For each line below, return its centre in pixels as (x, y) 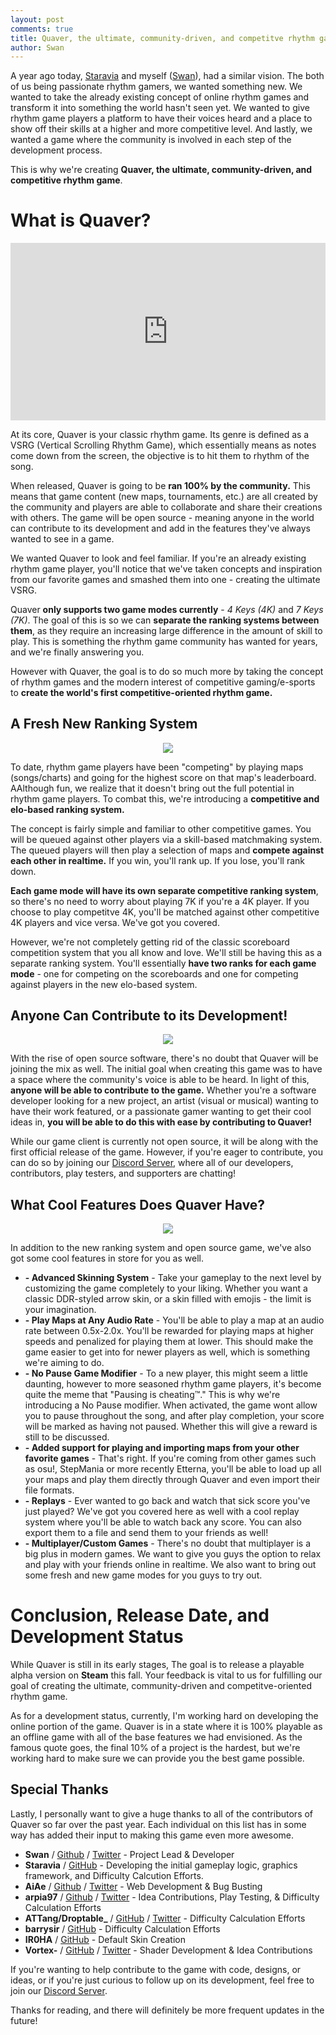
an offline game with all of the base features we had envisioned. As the (156, 1737)
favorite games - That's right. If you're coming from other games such (170, 1458)
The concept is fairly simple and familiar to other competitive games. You (161, 828)
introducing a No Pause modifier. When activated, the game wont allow (171, 1405)
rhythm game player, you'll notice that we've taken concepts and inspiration (166, 568)
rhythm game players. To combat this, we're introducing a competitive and (165, 798)
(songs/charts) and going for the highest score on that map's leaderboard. (163, 777)
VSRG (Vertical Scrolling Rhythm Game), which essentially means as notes (163, 445)
